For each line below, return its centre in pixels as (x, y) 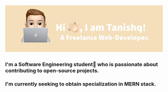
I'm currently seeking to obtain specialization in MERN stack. (81, 84)
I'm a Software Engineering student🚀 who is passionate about (82, 65)
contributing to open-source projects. (52, 71)
